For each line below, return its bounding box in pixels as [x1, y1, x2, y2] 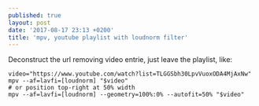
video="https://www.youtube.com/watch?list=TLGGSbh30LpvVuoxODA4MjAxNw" [8, 70, 252, 79]
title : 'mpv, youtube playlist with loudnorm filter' [8, 33, 189, 42]
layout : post [8, 19, 51, 27]
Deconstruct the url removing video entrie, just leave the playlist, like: [8, 55, 233, 64]
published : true [8, 11, 61, 20]
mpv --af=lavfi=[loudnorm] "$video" [8, 77, 128, 85]
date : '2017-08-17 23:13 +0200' [8, 26, 114, 34]
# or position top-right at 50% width [8, 84, 135, 92]
